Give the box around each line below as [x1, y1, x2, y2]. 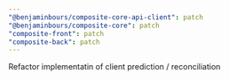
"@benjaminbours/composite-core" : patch [8, 21, 161, 30]
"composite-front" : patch [8, 29, 104, 38]
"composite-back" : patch [8, 37, 100, 47]
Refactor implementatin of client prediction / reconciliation [8, 62, 221, 72]
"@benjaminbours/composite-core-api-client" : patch [8, 12, 203, 22]
